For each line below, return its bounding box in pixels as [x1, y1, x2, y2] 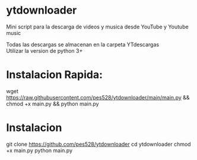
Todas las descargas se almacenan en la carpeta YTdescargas [6, 41, 159, 48]
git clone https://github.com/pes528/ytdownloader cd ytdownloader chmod [6, 140, 191, 148]
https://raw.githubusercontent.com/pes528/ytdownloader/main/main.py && [6, 94, 190, 101]
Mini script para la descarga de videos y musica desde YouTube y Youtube [6, 23, 189, 30]
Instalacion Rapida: [6, 68, 103, 82]
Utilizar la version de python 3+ [6, 47, 83, 54]
